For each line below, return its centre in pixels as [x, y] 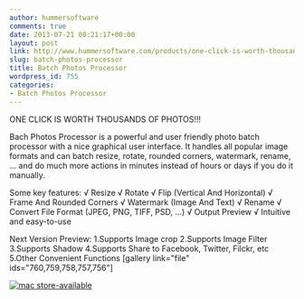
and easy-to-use [41, 221]
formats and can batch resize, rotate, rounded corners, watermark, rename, [150, 155]
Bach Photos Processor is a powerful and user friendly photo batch [135, 136]
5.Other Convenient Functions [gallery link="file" [100, 257]
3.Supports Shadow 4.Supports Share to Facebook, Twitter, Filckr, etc [139, 248]
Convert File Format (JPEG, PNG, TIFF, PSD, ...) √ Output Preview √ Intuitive [150, 211]
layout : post [34, 43]
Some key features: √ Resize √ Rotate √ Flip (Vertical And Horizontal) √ [141, 192]
